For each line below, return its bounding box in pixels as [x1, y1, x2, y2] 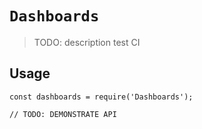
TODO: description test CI [33, 36, 141, 48]
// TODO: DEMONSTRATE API [9, 109, 117, 119]
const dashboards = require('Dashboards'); [9, 92, 194, 102]
